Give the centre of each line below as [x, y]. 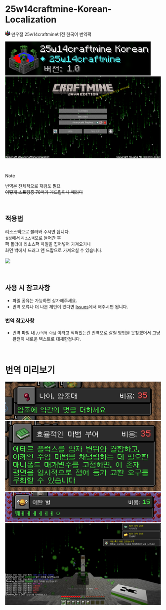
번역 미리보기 [30, 370]
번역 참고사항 [20, 321]
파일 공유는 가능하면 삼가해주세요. [45, 301]
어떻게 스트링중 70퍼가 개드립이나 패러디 [44, 192]
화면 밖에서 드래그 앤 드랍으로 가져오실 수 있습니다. [54, 250]
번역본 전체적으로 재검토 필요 [33, 186]
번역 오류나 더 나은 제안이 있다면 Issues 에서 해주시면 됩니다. [70, 307]
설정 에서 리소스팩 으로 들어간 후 [33, 238]
